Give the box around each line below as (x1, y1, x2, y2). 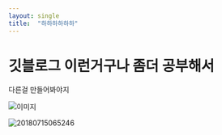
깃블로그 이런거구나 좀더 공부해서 (8, 57, 215, 75)
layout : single (8, 11, 60, 20)
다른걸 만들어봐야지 (8, 85, 70, 95)
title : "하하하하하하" (8, 19, 79, 27)
